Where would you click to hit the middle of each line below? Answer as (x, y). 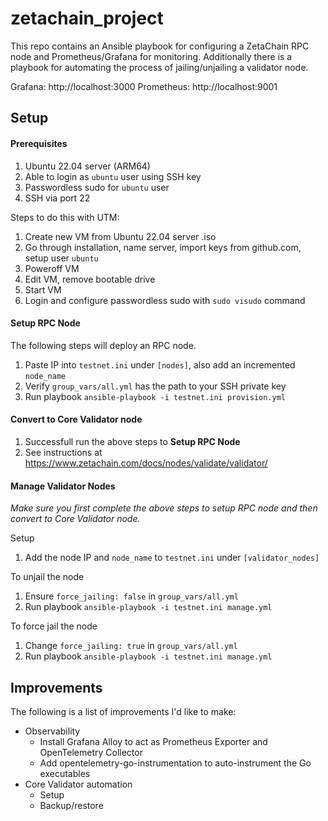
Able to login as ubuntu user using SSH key (113, 176)
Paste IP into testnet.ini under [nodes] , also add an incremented (160, 364)
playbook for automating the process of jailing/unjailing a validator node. (159, 67)
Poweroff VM (52, 268)
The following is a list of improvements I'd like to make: (123, 711)
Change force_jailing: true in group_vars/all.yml (131, 646)
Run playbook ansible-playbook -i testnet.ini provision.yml (155, 396)
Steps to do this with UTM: (65, 217)
